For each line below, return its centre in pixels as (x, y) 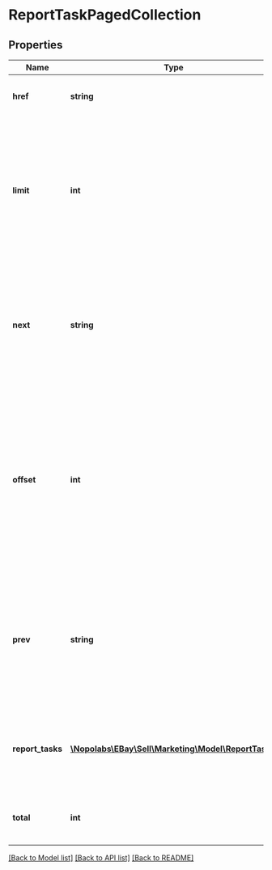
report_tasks (38, 749)
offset (24, 480)
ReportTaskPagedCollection (105, 15)
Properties (36, 45)
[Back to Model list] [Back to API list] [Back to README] (101, 858)
